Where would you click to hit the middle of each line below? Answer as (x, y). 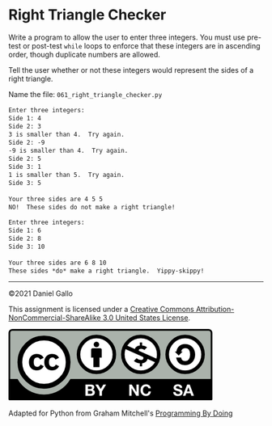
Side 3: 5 (25, 183)
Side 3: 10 (27, 247)
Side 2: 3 (25, 126)
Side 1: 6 (25, 230)
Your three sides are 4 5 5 (56, 199)
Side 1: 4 (25, 118)
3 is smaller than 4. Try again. (67, 134)
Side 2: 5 (25, 158)
